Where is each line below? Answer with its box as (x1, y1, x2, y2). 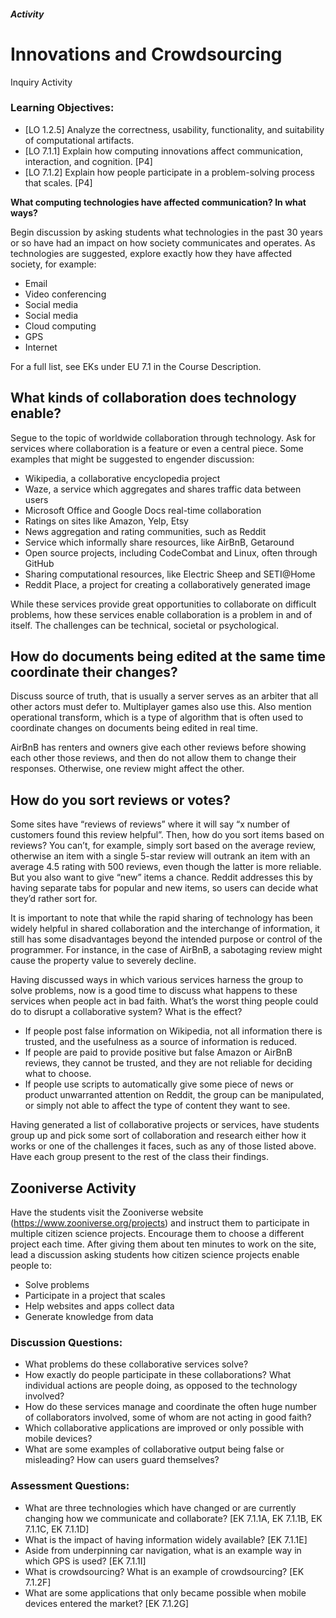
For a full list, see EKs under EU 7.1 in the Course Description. (10, 360, 262, 372)
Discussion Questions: (10, 1336, 123, 1349)
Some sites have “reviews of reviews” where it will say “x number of (10, 818, 291, 830)
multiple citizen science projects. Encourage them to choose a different (10, 1228, 305, 1240)
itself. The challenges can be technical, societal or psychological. (10, 619, 279, 631)
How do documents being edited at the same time (10, 648, 326, 665)
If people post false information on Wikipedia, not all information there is (24, 1025, 323, 1037)
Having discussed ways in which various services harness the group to (10, 974, 304, 986)
